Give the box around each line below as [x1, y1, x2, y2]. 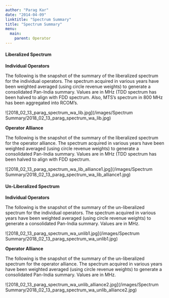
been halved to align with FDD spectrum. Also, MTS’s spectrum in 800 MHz [5, 95, 163, 101]
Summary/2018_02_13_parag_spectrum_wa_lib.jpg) [5, 115, 111, 121]
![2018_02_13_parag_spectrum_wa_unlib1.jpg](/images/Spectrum [5, 230, 140, 236]
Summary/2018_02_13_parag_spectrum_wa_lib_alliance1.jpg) [5, 171, 131, 178]
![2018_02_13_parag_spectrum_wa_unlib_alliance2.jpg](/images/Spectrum [5, 282, 159, 288]
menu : [5, 26, 17, 32]
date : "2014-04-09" [5, 12, 47, 17]
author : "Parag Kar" [5, 7, 49, 13]
